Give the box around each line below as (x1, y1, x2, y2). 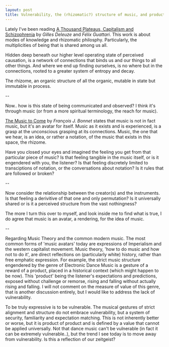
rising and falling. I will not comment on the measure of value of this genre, (5, 283, 160, 290)
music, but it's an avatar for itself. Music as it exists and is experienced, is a (5, 123, 161, 129)
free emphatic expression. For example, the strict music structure (5, 257, 141, 263)
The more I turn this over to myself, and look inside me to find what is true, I (5, 210, 162, 216)
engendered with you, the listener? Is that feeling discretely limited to (5, 159, 148, 165)
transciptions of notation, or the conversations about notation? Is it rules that (5, 165, 164, 171)
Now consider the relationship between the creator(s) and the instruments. (5, 190, 160, 196)
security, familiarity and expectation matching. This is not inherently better (5, 315, 159, 321)
